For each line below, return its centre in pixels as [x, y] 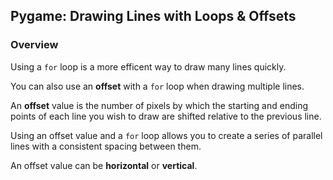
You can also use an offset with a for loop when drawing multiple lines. [157, 86]
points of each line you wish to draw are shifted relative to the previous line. [166, 116]
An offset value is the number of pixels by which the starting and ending [159, 105]
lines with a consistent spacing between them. [106, 146]
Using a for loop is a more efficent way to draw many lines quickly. [148, 66]
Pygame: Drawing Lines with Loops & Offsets [153, 16]
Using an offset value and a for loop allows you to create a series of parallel [166, 135]
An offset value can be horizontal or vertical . [104, 165]
